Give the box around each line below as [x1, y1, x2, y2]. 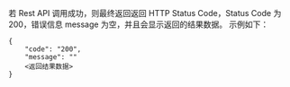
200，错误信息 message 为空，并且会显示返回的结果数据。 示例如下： [8, 19, 269, 30]
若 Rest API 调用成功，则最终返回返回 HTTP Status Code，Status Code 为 [8, 8, 282, 18]
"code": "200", [24, 45, 82, 54]
